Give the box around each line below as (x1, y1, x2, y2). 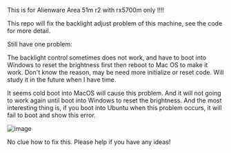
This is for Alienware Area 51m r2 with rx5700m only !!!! (7, 6, 164, 14)
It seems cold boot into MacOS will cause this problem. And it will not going (7, 89, 222, 97)
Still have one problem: (7, 40, 72, 48)
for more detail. (7, 27, 51, 35)
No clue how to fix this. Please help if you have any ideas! (7, 138, 171, 146)
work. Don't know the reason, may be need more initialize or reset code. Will (7, 69, 224, 76)
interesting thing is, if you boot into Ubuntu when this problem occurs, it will (7, 104, 222, 111)
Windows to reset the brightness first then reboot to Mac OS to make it (7, 61, 208, 69)
